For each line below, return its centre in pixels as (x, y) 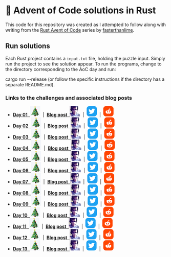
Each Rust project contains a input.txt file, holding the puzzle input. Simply (85, 58)
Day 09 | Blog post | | (57, 204)
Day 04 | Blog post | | (57, 148)
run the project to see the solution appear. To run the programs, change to (84, 64)
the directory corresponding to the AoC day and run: (61, 69)
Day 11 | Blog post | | (56, 226)
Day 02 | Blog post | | (57, 126)
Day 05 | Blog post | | (57, 159)
